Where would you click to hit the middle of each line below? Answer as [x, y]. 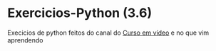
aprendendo [25, 40]
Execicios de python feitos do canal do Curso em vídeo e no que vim [108, 33]
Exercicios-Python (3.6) [79, 13]
